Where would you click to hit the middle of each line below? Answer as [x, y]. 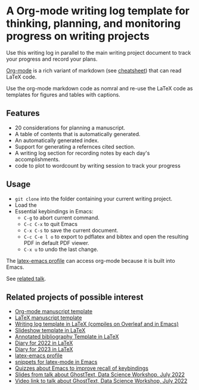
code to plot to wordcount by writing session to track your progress [97, 165]
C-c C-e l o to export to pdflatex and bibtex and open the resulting [106, 237]
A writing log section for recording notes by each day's [82, 153]
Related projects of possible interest [75, 297]
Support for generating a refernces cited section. [75, 146]
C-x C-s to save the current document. [71, 230]
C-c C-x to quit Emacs [51, 224]
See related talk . [26, 278]
